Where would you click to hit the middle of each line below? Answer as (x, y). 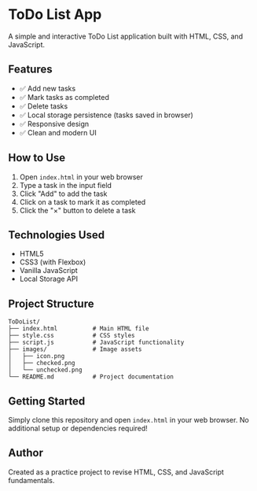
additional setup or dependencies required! (78, 428)
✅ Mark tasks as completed (64, 97)
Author (26, 453)
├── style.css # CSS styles (72, 336)
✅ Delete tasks (44, 106)
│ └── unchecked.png (45, 370)
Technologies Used (56, 235)
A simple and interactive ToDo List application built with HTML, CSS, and (126, 36)
